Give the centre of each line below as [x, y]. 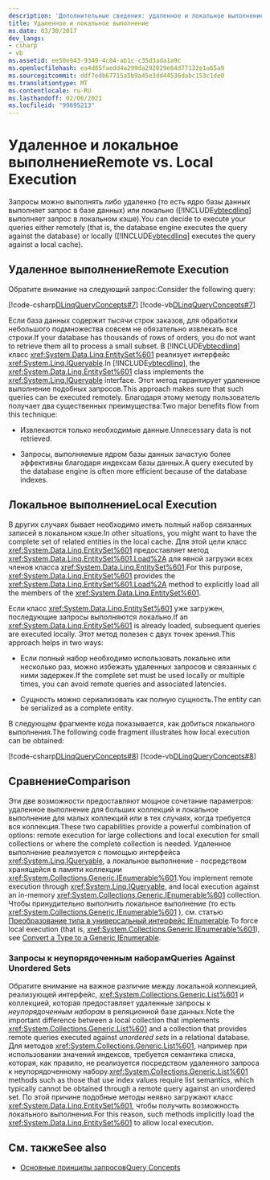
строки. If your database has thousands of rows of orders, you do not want [132, 337]
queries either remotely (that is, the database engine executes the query [128, 228]
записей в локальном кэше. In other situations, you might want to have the [133, 532]
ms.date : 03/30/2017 [43, 31]
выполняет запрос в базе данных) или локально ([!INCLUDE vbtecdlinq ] [130, 211]
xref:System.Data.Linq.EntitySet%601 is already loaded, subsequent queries [135, 625]
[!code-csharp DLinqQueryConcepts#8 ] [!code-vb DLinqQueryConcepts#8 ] [133, 756]
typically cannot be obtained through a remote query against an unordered [132, 1088]
